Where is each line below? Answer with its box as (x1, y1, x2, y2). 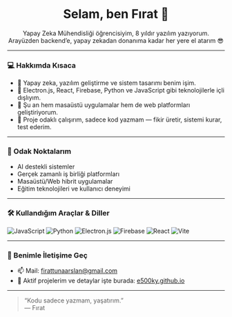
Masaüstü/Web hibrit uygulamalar (17, 177, 113, 185)
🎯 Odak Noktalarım (7, 146, 71, 156)
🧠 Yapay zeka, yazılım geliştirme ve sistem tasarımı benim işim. (17, 79, 197, 87)
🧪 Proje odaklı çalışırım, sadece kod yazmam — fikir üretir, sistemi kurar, (17, 115, 222, 124)
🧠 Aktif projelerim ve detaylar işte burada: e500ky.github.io (17, 276, 185, 285)
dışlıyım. (17, 93, 41, 102)
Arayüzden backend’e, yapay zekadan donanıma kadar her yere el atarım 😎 (8, 36, 224, 44)
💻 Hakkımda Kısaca (7, 60, 76, 70)
